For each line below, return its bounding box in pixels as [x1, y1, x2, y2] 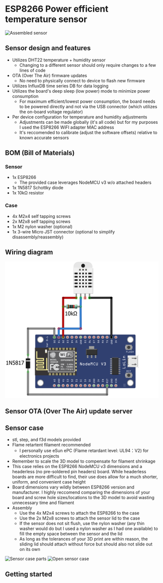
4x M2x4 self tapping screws [12, 213, 71, 219]
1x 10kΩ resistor [12, 190, 44, 196]
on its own [19, 546, 40, 552]
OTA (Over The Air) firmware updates [12, 72, 88, 78]
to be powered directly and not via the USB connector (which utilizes [19, 103, 157, 109]
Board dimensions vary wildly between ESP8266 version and [12, 484, 135, 490]
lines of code [19, 67, 46, 73]
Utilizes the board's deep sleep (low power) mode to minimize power [12, 88, 150, 94]
